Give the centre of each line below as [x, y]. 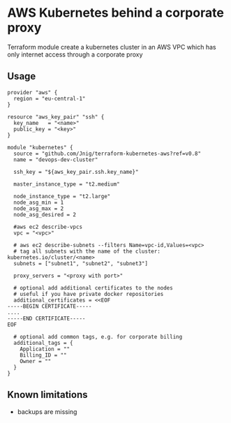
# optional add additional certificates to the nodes [93, 288]
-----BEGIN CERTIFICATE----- [50, 306]
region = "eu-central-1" [50, 98]
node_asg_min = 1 [39, 202]
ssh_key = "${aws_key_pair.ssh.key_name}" [76, 172]
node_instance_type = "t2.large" [62, 196]
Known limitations [47, 395]
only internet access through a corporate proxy [75, 54]
